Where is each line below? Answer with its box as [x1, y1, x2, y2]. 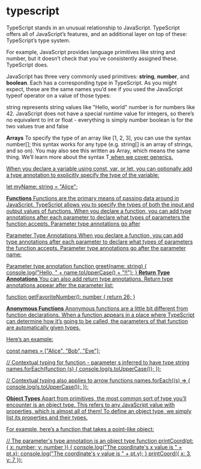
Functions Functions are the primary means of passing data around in [6, 194, 179, 202]
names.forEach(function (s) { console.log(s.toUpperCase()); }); [6, 365, 162, 372]
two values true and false [6, 122, 69, 130]
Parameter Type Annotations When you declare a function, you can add [6, 232, 184, 239]
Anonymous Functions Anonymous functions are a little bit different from [6, 305, 188, 312]
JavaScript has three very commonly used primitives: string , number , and [6, 73, 190, 80]
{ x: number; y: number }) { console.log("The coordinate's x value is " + [6, 443, 182, 450]
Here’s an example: [6, 335, 54, 342]
